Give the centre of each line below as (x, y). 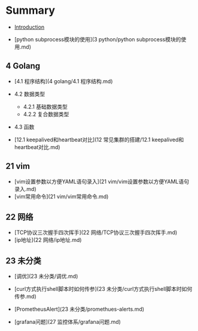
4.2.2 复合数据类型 (46, 114)
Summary (30, 10)
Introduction (29, 27)
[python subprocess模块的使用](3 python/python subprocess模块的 (98, 39)
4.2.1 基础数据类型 (45, 107)
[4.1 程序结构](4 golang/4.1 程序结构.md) (63, 81)
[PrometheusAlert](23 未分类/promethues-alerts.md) (79, 309)
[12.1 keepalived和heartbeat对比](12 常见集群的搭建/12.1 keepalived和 (99, 139)
